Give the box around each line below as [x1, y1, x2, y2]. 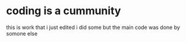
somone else [6, 30, 37, 37]
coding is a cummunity [6, 4, 121, 18]
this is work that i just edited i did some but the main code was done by [6, 24, 180, 31]
